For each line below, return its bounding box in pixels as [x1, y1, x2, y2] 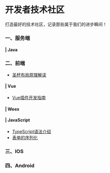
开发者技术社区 [5, 4, 65, 16]
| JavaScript [5, 117, 30, 123]
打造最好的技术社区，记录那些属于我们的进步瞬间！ [5, 21, 107, 27]
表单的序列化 [12, 134, 38, 141]
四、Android [5, 162, 35, 169]
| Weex [5, 106, 19, 112]
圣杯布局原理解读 [12, 72, 47, 78]
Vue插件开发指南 [12, 94, 46, 100]
